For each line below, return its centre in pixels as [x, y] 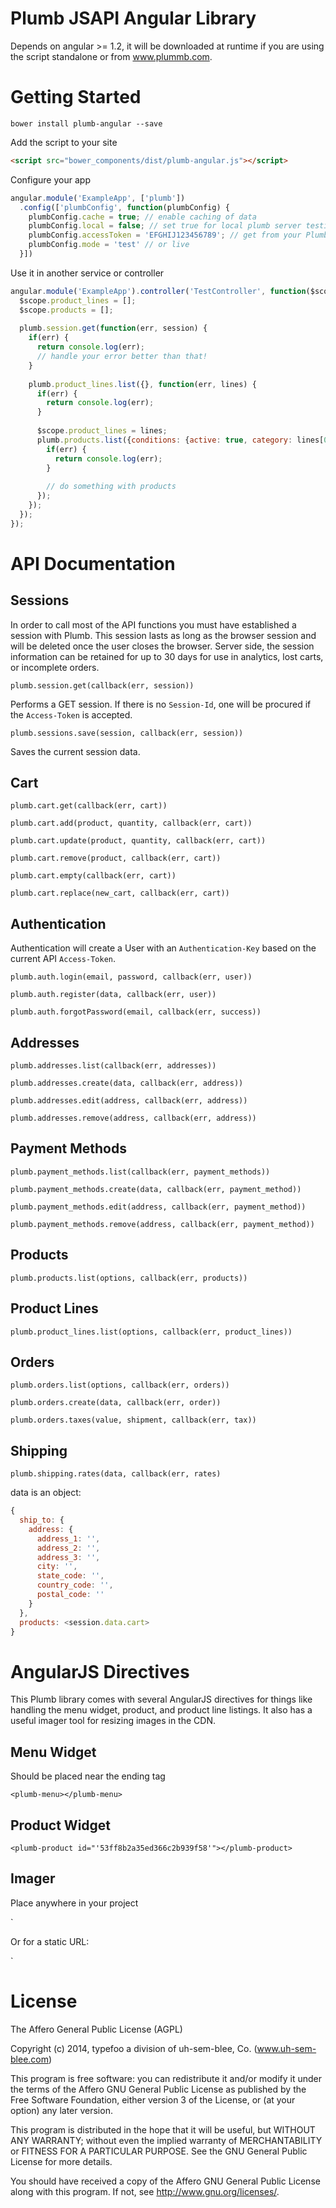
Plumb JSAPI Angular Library [133, 18]
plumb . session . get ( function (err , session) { [113, 328]
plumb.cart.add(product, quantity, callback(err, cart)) [131, 823]
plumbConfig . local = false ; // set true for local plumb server [165, 226]
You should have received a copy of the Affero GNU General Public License [165, 2181]
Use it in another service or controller [87, 273]
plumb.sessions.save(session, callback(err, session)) [127, 733]
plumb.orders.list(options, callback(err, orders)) [120, 1385]
